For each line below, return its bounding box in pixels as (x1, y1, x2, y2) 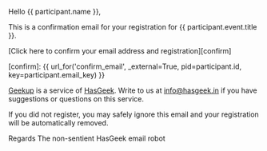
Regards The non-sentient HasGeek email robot (8, 133, 165, 143)
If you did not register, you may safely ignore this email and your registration (8, 109, 260, 119)
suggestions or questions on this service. (8, 94, 144, 103)
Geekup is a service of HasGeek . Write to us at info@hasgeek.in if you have (8, 85, 257, 95)
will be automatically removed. (8, 118, 109, 127)
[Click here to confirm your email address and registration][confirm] (8, 46, 232, 55)
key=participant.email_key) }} (8, 70, 106, 79)
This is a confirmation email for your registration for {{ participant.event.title (8, 22, 257, 31)
